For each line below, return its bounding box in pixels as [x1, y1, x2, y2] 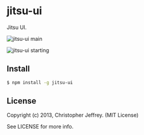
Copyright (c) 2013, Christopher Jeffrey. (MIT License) [6, 111, 139, 119]
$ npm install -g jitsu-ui [6, 79, 73, 85]
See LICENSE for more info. [6, 123, 74, 130]
